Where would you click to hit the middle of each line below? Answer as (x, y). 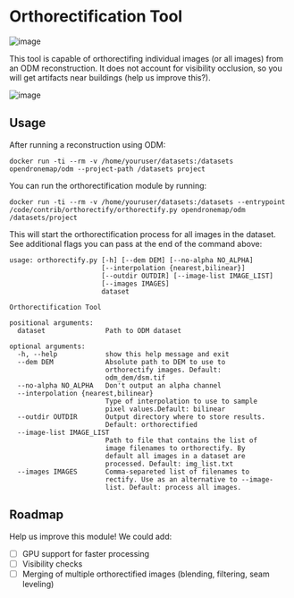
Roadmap (37, 515)
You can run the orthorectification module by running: (108, 185)
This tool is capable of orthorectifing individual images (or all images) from (147, 58)
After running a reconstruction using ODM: (88, 144)
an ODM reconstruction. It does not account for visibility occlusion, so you (146, 68)
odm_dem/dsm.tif (135, 378)
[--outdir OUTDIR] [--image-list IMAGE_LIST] (188, 276)
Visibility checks (52, 564)
